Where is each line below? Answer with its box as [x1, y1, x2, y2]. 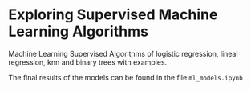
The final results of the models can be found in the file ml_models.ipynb [8, 72, 243, 82]
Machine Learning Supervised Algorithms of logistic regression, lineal [8, 49, 238, 58]
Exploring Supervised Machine [8, 6, 218, 24]
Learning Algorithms [8, 22, 148, 41]
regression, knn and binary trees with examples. [8, 57, 168, 67]
